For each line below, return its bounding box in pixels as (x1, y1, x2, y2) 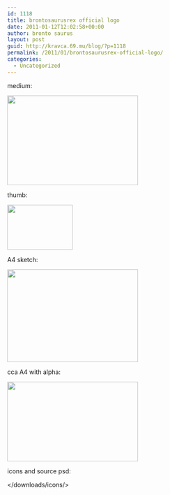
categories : (7, 56, 42, 63)
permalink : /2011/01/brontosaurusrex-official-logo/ (7, 50, 164, 57)
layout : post (7, 36, 45, 43)
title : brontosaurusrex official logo (7, 17, 120, 24)
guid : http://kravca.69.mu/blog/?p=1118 (7, 43, 127, 50)
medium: (7, 81, 33, 89)
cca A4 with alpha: (7, 368, 61, 376)
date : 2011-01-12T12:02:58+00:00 (7, 23, 105, 30)
